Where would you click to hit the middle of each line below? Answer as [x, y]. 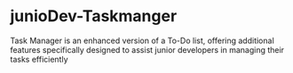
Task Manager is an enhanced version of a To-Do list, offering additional [142, 40]
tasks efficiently [40, 59]
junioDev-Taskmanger [94, 16]
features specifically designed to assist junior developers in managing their [147, 49]
